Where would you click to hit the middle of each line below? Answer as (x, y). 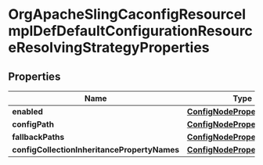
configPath (33, 124)
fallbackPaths (38, 137)
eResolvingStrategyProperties (109, 48)
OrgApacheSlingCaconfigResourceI (127, 14)
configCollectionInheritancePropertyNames (96, 150)
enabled (27, 111)
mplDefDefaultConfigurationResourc (130, 31)
